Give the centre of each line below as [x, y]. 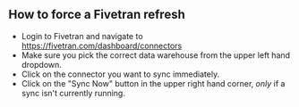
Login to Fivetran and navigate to [82, 36]
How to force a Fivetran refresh [97, 15]
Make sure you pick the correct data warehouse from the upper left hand [156, 55]
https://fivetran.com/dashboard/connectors [102, 45]
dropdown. [41, 64]
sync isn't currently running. [73, 93]
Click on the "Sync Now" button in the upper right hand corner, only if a [153, 83]
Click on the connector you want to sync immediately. [120, 74]
